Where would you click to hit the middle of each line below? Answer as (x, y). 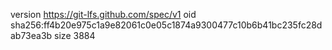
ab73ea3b (31, 35)
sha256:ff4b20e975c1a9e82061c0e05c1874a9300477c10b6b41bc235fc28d (166, 25)
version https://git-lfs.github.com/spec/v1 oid (103, 14)
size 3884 (75, 35)
